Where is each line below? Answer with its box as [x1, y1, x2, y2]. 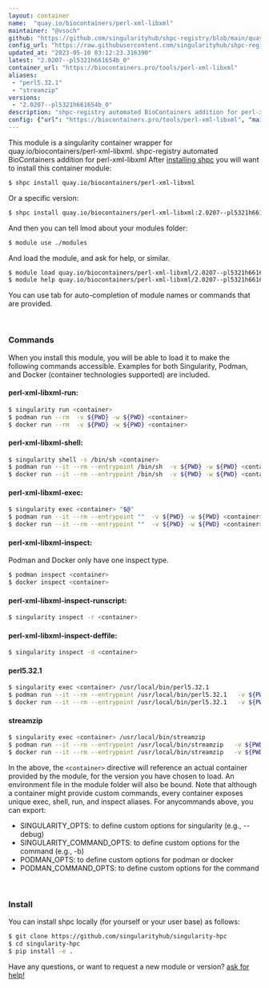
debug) [19, 829, 45, 838]
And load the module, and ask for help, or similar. [8, 253, 171, 262]
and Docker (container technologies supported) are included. [8, 370, 211, 379]
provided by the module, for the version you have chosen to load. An [8, 771, 235, 781]
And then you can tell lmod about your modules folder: [8, 223, 188, 233]
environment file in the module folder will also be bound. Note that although [8, 779, 258, 789]
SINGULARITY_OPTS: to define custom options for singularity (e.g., [19, 821, 242, 830]
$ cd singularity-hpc [8, 939, 81, 948]
